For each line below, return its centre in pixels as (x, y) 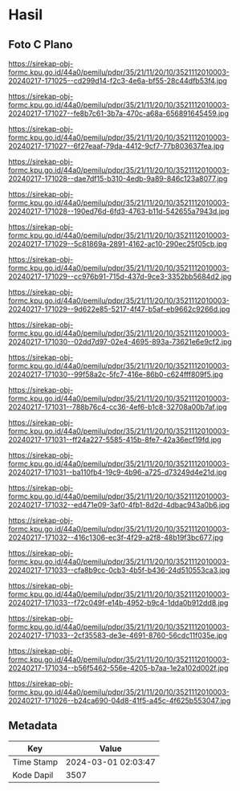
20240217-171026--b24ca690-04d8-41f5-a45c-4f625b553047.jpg (120, 701)
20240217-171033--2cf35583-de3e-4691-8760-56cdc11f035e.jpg (118, 635)
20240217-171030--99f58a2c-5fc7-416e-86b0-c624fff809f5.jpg (116, 374)
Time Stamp (35, 762)
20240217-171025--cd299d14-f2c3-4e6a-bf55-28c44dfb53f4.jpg (118, 81)
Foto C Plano (41, 45)
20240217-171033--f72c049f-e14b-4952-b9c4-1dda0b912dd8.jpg (118, 603)
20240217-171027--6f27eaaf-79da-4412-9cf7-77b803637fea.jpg (116, 146)
